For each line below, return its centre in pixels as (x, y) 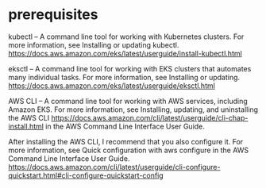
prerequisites (53, 15)
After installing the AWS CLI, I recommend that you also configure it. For (126, 141)
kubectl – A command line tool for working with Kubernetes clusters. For (126, 36)
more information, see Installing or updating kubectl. (94, 44)
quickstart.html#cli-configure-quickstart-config (86, 175)
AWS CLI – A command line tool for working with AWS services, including (128, 101)
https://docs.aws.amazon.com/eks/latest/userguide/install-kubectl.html (125, 53)
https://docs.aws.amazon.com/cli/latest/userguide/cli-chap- (150, 117)
